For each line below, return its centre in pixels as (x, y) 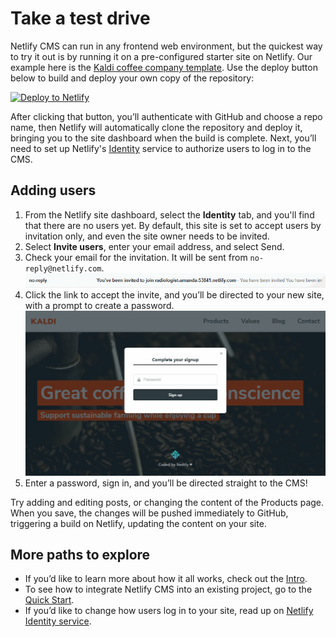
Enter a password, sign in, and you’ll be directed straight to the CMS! (166, 483)
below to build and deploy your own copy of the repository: (132, 78)
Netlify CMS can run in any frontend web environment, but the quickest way (166, 46)
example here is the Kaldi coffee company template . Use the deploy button (164, 67)
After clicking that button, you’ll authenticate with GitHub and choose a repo (166, 116)
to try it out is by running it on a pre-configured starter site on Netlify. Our (161, 56)
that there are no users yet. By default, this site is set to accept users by (173, 225)
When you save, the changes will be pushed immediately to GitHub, (149, 513)
